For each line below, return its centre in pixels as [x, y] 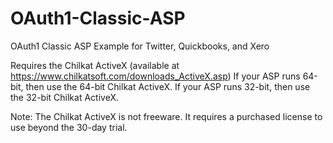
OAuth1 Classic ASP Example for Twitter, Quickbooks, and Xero [140, 46]
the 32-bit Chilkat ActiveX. [64, 97]
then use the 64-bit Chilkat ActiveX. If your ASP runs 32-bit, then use [168, 86]
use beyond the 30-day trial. [69, 127]
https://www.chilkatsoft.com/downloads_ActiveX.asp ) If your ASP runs [155, 76]
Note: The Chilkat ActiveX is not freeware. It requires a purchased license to [166, 116]
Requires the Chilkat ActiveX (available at [95, 65]
